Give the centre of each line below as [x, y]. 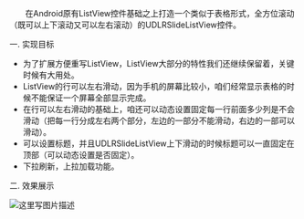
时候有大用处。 [51, 75]
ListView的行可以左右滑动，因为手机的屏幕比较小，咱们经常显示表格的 [155, 86]
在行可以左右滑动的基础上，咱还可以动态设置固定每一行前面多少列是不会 [158, 109]
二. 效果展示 [32, 186]
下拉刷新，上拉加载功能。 [71, 166]
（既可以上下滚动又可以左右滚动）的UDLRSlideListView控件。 [126, 25]
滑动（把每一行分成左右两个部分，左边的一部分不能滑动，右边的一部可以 [158, 120]
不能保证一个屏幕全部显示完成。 [91, 98]
